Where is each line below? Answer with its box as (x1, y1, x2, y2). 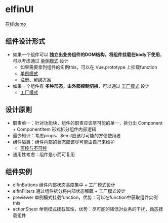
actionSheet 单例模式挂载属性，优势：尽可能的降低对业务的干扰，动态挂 (12, 206, 163, 212)
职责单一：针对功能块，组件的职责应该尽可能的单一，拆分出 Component (12, 120, 163, 126)
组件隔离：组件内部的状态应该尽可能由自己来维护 (12, 139, 115, 145)
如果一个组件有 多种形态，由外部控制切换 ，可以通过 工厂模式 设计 (12, 83, 150, 89)
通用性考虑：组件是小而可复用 (12, 151, 75, 157)
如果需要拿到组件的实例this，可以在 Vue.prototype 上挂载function (20, 64, 157, 70)
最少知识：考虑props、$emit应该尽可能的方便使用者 (12, 132, 121, 138)
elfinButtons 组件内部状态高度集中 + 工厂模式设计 (12, 182, 115, 188)
